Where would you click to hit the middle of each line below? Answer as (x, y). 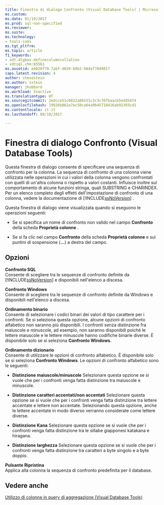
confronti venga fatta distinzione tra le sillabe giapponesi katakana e (81, 430)
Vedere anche (27, 485)
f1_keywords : (18, 55)
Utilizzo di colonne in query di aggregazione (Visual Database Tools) (74, 497)
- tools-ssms (18, 42)
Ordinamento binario (26, 309)
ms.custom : (16, 14)
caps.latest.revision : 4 (30, 73)
